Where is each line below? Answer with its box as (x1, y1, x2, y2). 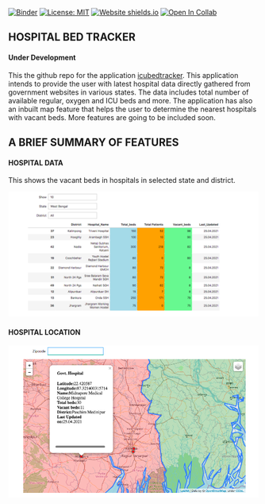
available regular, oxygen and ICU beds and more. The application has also (8, 95, 253, 105)
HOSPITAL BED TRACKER (8, 30, 136, 44)
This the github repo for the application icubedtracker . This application (8, 70, 239, 79)
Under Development (8, 52, 76, 62)
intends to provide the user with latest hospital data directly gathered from (8, 79, 252, 88)
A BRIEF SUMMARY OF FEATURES (8, 135, 179, 149)
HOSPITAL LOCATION (8, 327, 81, 337)
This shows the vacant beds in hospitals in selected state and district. (8, 176, 236, 185)
